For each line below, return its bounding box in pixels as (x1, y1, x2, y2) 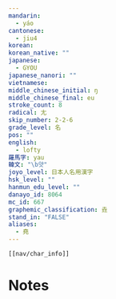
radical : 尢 (8, 109, 47, 117)
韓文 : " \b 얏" (8, 161, 48, 169)
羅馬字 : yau (8, 153, 45, 161)
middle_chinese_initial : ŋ (8, 86, 98, 95)
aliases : (8, 220, 38, 228)
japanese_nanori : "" (8, 71, 78, 79)
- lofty (15, 146, 42, 154)
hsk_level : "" (8, 176, 56, 184)
